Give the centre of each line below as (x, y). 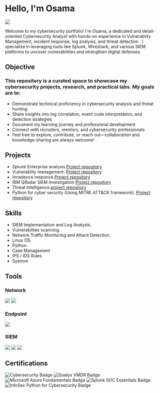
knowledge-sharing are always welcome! (53, 140)
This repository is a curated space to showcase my (66, 81)
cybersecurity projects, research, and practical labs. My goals (80, 87)
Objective (20, 67)
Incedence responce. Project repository (51, 177)
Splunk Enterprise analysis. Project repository (57, 167)
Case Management (31, 250)
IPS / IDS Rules (27, 256)
